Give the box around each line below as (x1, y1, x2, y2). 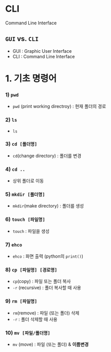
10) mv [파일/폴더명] (5, 329, 50, 336)
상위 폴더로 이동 (12, 178, 44, 184)
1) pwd (5, 91, 19, 98)
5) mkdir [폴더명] (5, 191, 45, 198)
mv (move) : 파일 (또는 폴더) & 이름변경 (12, 341, 89, 347)
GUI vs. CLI (5, 34, 39, 43)
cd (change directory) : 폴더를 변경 (12, 153, 82, 159)
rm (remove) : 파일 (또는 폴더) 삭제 (12, 310, 80, 316)
